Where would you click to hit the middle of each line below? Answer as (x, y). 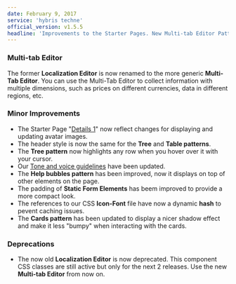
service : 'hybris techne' (45, 20)
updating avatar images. (52, 136)
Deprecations (31, 244)
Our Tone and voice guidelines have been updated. (91, 166)
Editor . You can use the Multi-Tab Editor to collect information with (116, 81)
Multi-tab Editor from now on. (61, 274)
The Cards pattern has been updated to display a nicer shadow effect (119, 218)
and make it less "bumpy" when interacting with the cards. (102, 226)
